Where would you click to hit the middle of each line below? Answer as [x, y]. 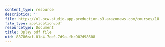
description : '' [22, 14]
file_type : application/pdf [34, 23]
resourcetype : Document [29, 28]
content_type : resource [29, 10]
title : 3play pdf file [28, 32]
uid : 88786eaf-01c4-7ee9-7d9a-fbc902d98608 [50, 37]
